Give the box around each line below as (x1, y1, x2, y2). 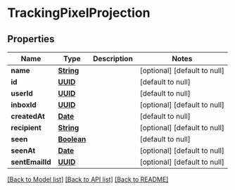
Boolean (58, 134, 87, 144)
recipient (11, 123, 42, 132)
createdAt (11, 111, 46, 121)
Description (92, 54, 134, 63)
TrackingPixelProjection (7, 5, 151, 21)
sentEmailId (11, 157, 51, 167)
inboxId (11, 100, 37, 110)
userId (11, 89, 33, 98)
